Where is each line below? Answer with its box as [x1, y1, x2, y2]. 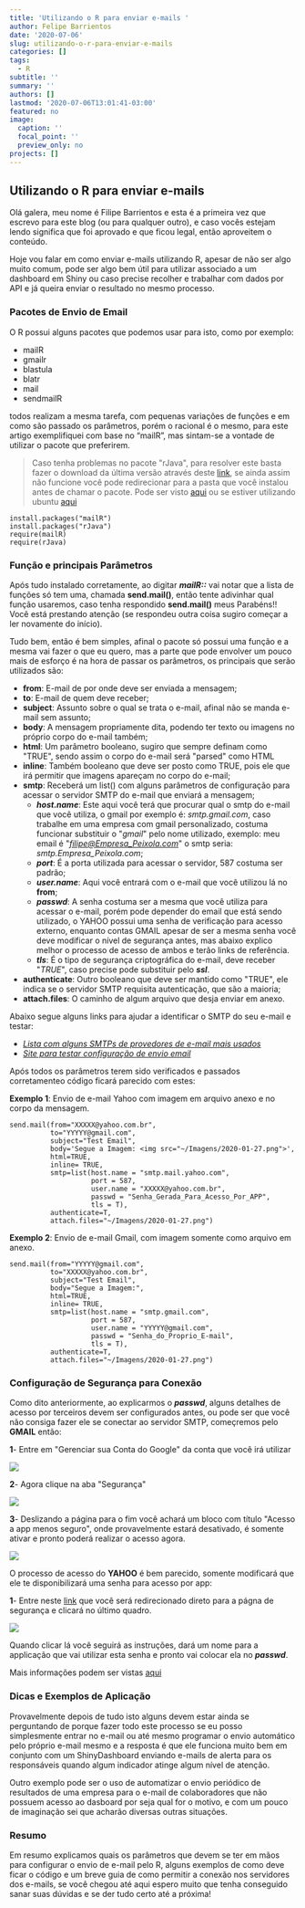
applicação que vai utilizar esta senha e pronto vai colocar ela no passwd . [9, 1650, 289, 1661]
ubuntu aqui [31, 496, 77, 507]
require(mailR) [9, 529, 67, 539]
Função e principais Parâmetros [9, 559, 153, 571]
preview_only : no [17, 141, 84, 150]
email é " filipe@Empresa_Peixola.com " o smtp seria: [36, 838, 234, 849]
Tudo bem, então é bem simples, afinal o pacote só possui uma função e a [9, 636, 290, 647]
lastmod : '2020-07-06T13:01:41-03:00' [9, 98, 157, 108]
